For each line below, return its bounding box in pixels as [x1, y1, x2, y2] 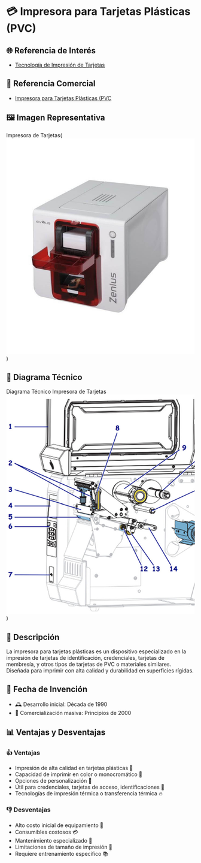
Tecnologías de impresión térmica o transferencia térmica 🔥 [14, 790, 163, 797]
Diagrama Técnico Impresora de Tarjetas [6, 388, 106, 396]
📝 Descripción [6, 632, 60, 642]
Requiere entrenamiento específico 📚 [14, 850, 109, 857]
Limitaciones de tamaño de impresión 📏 [14, 843, 112, 850]
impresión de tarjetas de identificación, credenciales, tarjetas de [6, 654, 165, 661]
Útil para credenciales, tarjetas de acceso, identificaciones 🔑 [14, 783, 165, 791]
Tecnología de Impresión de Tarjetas [14, 61, 105, 68]
